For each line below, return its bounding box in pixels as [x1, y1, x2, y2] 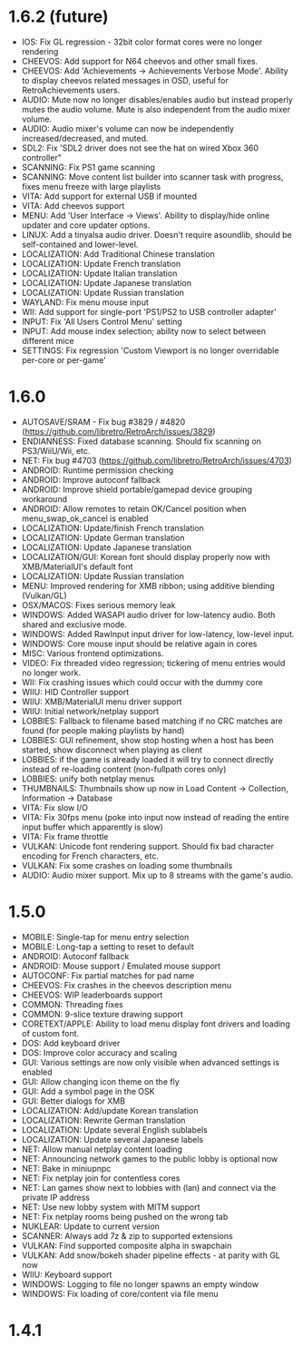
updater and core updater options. [21, 220, 151, 231]
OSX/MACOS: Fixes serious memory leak [21, 599, 176, 610]
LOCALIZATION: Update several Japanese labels [21, 1134, 204, 1145]
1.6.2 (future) [8, 6, 109, 27]
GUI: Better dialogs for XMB [21, 1095, 126, 1106]
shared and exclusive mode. [21, 619, 128, 630]
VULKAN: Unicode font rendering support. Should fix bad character [21, 840, 274, 851]
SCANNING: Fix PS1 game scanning [21, 162, 155, 172]
